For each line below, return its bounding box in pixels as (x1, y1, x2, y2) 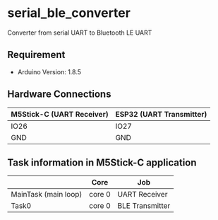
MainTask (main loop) (11, 190, 83, 199)
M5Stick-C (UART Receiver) (11, 109, 109, 119)
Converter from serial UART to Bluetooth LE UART (7, 28, 152, 37)
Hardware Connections (7, 88, 111, 100)
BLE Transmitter (117, 201, 171, 211)
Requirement (7, 49, 66, 61)
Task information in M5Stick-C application (7, 156, 197, 168)
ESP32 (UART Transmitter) (115, 109, 207, 119)
